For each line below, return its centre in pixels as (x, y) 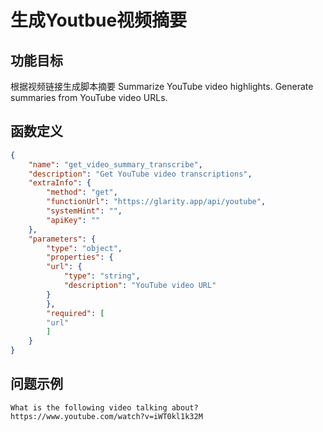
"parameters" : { (62, 239)
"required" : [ (75, 313)
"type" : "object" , (84, 248)
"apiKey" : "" (73, 220)
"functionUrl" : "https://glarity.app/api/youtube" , (156, 202)
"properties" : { (80, 257)
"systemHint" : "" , (84, 211)
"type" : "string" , (102, 276)
